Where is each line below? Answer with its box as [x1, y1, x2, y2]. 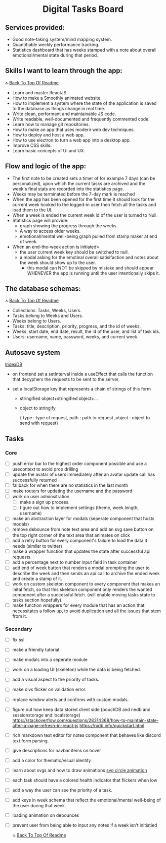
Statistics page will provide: [12, 217, 69, 223]
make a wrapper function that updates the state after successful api [12, 548, 151, 554]
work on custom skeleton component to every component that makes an [12, 581, 161, 586]
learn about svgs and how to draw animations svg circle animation [12, 767, 147, 773]
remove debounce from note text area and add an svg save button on [12, 526, 154, 532]
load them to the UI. [12, 207, 53, 213]
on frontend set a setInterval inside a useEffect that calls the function [12, 371, 153, 377]
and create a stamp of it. [12, 576, 63, 582]
